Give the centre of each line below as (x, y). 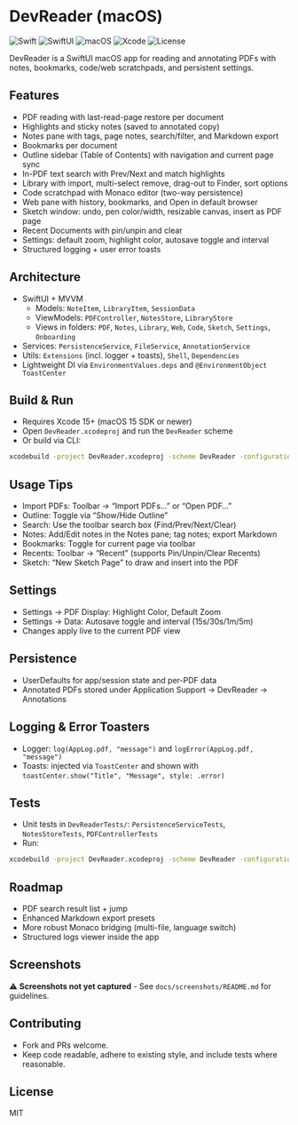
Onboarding (55, 337)
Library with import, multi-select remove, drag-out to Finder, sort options (155, 183)
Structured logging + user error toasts (91, 249)
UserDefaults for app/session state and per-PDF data (119, 680)
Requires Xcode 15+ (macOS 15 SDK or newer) (107, 422)
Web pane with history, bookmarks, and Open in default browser (140, 202)
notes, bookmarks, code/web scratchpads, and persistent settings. (132, 68)
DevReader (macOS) (86, 16)
